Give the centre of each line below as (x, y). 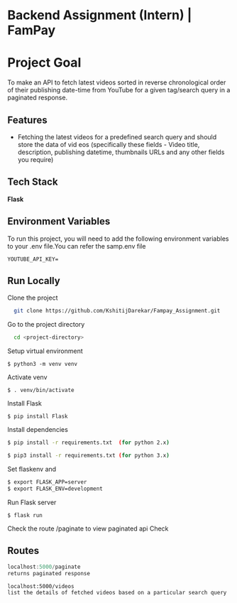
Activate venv (27, 377)
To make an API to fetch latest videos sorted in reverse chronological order (117, 82)
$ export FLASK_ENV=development (55, 489)
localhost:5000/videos (41, 587)
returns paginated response (49, 574)
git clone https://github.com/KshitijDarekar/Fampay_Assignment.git (117, 311)
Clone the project (33, 298)
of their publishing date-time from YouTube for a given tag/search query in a (119, 90)
